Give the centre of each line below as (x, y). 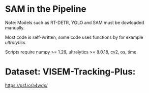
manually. (15, 27)
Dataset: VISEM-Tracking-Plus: (70, 72)
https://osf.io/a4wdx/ (26, 85)
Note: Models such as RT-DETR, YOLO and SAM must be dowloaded (74, 23)
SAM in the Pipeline (46, 9)
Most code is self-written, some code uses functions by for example (74, 37)
